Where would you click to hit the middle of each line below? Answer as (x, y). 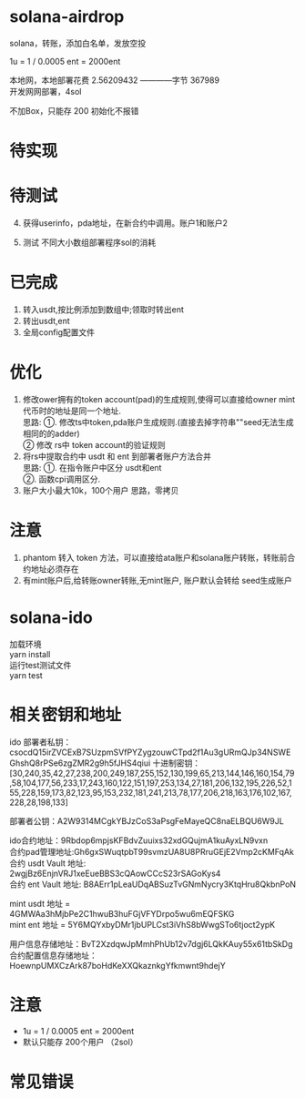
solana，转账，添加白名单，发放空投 (78, 43)
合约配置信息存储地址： (53, 955)
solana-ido (51, 618)
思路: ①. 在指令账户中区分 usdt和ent (92, 467)
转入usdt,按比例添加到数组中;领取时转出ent (103, 310)
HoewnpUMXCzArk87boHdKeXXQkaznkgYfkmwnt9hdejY (117, 965)
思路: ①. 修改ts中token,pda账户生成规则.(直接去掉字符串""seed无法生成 (158, 422)
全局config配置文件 (59, 332)
